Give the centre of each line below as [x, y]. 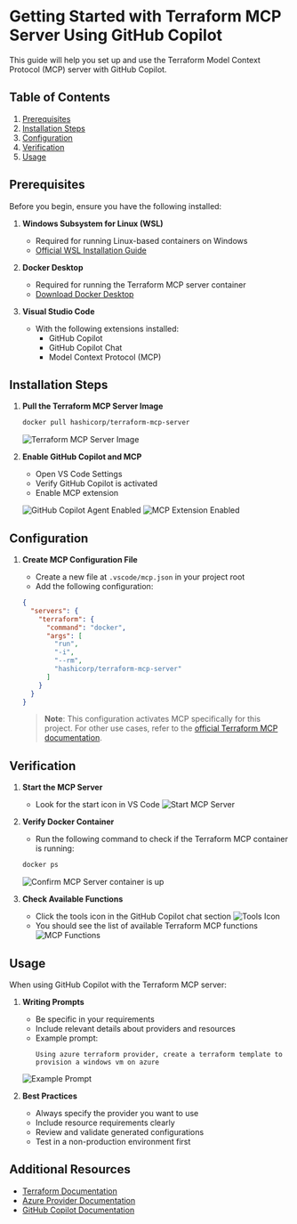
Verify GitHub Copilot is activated [96, 483]
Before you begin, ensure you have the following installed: [116, 206]
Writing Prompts [53, 1001]
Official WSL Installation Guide [91, 250]
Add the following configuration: [94, 587]
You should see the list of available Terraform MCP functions [146, 926]
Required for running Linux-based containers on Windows [141, 240]
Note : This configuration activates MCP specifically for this [152, 719]
